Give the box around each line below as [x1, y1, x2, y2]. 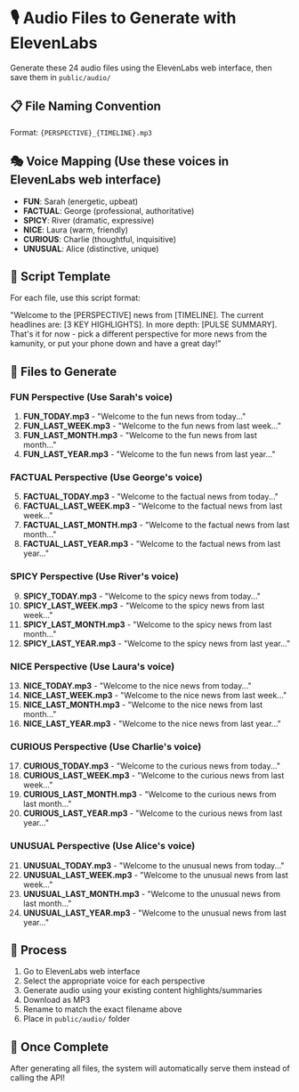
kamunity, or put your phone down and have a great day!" [10, 338, 222, 349]
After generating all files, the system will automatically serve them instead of [10, 1063, 290, 1074]
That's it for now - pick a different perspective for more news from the [10, 329, 268, 339]
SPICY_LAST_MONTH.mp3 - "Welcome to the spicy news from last [22, 619, 272, 630]
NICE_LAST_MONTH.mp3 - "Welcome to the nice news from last [22, 699, 263, 710]
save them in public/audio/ [10, 71, 111, 82]
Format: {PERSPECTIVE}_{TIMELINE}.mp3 [10, 126, 152, 137]
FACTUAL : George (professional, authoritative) [22, 205, 195, 216]
